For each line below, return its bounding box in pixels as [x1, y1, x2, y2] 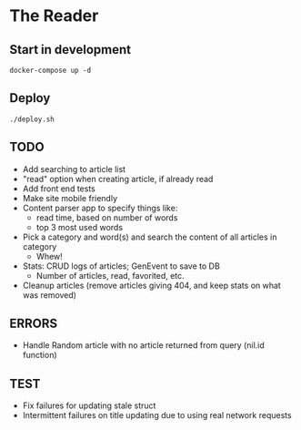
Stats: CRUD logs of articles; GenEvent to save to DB [22, 261, 220, 271]
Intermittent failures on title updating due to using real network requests [22, 410, 293, 421]
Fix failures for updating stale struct [22, 400, 156, 411]
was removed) [22, 289, 77, 301]
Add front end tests [22, 183, 95, 194]
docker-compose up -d [9, 66, 92, 75]
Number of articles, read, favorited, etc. [35, 270, 185, 281]
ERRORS [9, 316, 58, 332]
